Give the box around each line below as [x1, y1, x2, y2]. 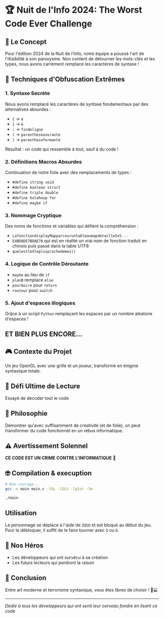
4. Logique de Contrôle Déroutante [5, 261, 89, 268]
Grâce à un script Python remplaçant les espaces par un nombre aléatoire [5, 310, 153, 317]
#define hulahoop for [12, 195, 56, 200]
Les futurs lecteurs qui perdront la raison [12, 560, 94, 566]
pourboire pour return [12, 282, 57, 288]
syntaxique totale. [5, 368, 41, 374]
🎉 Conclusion [5, 573, 46, 582]
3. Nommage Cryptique [5, 212, 62, 219]
